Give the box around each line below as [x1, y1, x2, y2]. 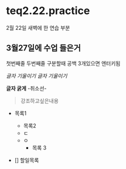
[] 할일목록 [14, 157, 39, 164]
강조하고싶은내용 [20, 97, 59, 104]
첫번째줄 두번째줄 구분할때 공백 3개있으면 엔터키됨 [6, 60, 121, 67]
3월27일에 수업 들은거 [6, 43, 81, 53]
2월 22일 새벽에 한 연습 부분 [6, 24, 70, 31]
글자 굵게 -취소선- [6, 84, 47, 92]
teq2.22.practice [6, 4, 90, 18]
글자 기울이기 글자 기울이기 [6, 72, 67, 79]
